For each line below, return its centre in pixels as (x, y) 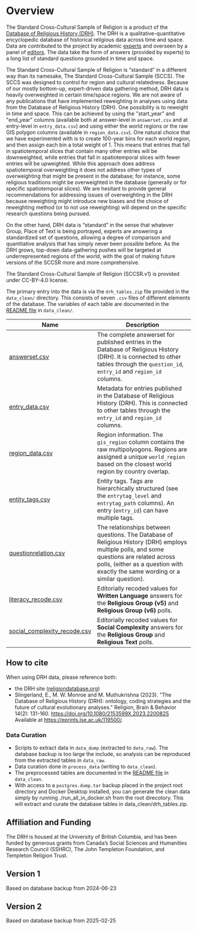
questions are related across (136, 556)
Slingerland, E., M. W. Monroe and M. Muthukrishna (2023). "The (93, 695)
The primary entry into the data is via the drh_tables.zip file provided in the (98, 291)
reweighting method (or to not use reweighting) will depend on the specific (96, 207)
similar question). (121, 579)
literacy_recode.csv (36, 599)
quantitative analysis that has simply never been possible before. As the (93, 244)
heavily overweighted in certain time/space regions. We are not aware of (94, 95)
